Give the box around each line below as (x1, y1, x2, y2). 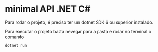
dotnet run (5, 43, 27, 48)
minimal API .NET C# (5, 3, 91, 14)
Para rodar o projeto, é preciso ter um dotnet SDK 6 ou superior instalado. (5, 19, 154, 25)
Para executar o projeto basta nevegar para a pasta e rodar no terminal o (5, 28, 152, 34)
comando (5, 34, 24, 39)
